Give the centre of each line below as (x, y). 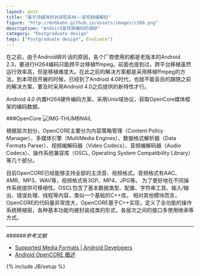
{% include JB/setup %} (36, 267)
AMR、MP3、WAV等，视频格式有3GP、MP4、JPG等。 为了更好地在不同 (95, 180)
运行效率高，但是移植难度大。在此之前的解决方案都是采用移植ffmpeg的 (93, 72)
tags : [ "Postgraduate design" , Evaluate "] (60, 39)
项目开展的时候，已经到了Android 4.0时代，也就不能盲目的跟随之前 (109, 79)
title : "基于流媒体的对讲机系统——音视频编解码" (59, 17)
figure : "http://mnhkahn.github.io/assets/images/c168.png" (82, 23)
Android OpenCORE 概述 (45, 255)
